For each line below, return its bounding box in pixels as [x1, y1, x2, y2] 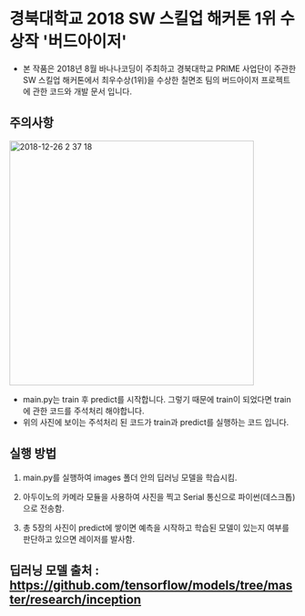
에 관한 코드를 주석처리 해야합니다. [22, 405, 145, 416]
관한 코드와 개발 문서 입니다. [32, 86, 132, 97]
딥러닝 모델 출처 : [9, 562, 100, 578]
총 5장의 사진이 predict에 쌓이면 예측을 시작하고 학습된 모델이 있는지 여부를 [22, 522, 290, 533]
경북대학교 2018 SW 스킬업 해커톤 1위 [9, 8, 277, 29]
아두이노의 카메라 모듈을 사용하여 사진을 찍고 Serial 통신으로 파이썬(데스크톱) [22, 491, 296, 502]
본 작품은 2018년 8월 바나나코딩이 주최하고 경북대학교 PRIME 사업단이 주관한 [22, 63, 297, 74]
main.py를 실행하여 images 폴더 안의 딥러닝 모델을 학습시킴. [22, 472, 238, 483]
